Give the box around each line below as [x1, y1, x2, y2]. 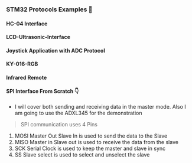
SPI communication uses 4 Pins [20, 121, 97, 128]
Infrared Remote [6, 74, 47, 81]
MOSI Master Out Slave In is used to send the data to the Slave [14, 132, 168, 139]
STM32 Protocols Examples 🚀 [6, 5, 93, 14]
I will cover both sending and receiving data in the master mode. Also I [14, 103, 186, 110]
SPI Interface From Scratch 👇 [6, 88, 79, 95]
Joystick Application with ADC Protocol [6, 47, 105, 54]
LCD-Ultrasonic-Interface [6, 34, 71, 41]
